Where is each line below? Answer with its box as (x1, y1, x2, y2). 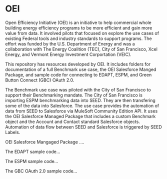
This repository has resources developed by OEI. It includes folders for (5, 61, 151, 67)
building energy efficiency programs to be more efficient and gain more (5, 24, 152, 30)
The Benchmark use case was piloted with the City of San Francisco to (5, 86, 151, 92)
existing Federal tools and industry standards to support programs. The (5, 35, 152, 41)
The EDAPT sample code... (5, 148, 60, 154)
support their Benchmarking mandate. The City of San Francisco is (5, 92, 142, 98)
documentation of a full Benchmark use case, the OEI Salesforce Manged (5, 66, 156, 72)
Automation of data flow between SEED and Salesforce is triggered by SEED (5, 123, 162, 130)
